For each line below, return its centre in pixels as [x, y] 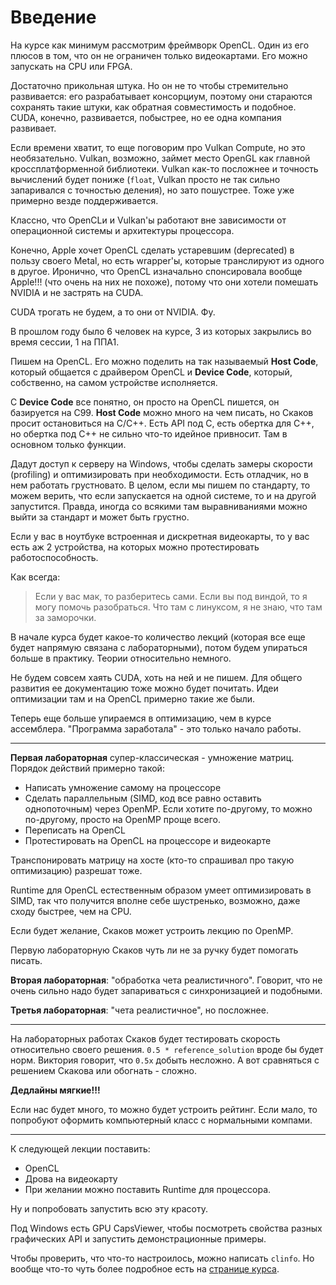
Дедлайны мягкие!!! [55, 1090]
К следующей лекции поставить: [80, 1148]
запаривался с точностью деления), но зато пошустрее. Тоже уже [152, 190]
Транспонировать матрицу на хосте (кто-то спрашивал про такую [152, 860]
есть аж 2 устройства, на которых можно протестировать [135, 547]
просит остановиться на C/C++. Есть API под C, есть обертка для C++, [162, 423]
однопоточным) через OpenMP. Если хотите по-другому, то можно [168, 808]
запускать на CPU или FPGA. [71, 66]
